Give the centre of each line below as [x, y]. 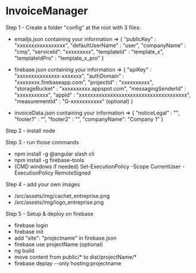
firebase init [29, 231]
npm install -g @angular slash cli [54, 154]
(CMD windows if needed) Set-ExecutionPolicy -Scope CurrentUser [97, 166]
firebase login [31, 225]
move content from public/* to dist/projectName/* [75, 257]
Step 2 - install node [30, 131]
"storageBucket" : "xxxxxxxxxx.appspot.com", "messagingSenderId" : [100, 88]
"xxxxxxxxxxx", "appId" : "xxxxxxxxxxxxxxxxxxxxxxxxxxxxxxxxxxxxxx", [102, 95]
